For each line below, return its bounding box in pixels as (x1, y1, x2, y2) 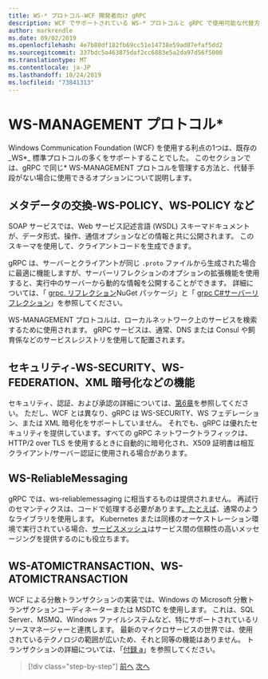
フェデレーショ (210, 409, 260, 418)
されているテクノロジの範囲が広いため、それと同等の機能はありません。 (8, 634, 246, 644)
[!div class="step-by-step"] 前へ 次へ (27, 661, 150, 671)
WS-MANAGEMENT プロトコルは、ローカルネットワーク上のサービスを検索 (8, 315, 258, 325)
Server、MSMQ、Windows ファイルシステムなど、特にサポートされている (8, 614, 253, 624)
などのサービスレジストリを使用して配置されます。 (22, 335, 190, 345)
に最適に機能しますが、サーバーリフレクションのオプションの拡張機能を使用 (8, 268, 260, 278)
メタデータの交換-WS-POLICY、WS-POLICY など (8, 199, 255, 212)
